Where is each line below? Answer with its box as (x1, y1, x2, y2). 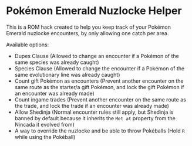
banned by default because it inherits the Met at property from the (14, 114, 176, 121)
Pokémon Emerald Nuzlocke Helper (6, 4, 182, 18)
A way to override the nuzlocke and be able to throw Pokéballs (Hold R (14, 127, 185, 134)
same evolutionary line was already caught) (14, 71, 120, 78)
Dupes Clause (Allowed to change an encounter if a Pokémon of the (14, 52, 179, 59)
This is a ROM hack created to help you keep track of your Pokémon (6, 23, 171, 30)
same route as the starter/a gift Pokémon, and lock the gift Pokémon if (14, 83, 184, 90)
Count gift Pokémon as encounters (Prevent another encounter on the (14, 77, 184, 84)
